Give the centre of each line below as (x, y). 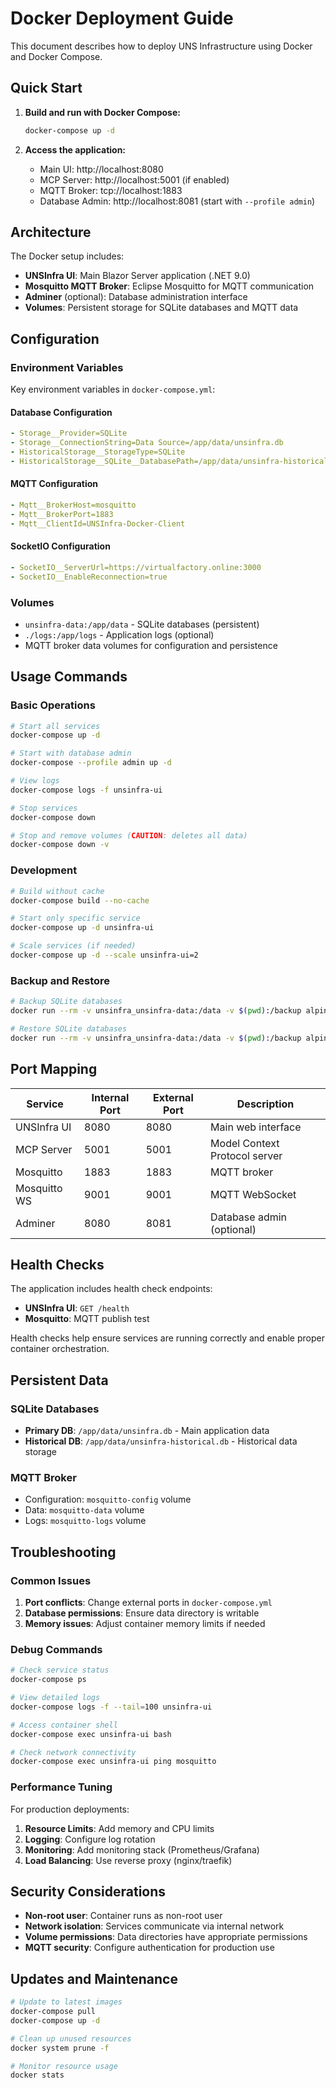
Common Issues (51, 1580)
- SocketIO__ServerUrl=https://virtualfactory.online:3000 (136, 567)
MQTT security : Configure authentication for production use (149, 1948)
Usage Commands (69, 677)
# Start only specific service (75, 918)
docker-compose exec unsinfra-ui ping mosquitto (113, 1762)
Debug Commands (56, 1649)
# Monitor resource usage (64, 2066)
